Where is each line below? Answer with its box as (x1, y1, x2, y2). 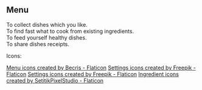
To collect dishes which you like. (6, 21, 88, 28)
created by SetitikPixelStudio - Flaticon (6, 77, 104, 84)
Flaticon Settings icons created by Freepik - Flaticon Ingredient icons (6, 70, 179, 78)
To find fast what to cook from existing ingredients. (6, 27, 134, 35)
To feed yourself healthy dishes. (6, 33, 87, 41)
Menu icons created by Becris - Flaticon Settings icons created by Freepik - (6, 64, 196, 71)
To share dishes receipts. (6, 40, 70, 47)
